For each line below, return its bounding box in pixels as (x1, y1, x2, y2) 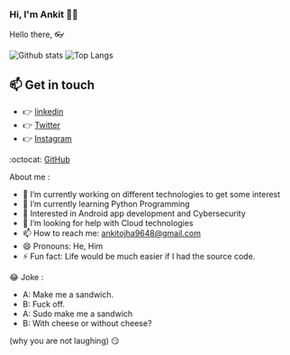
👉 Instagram (22, 133, 72, 144)
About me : (9, 171, 50, 183)
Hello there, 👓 (9, 29, 65, 40)
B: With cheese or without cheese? (22, 318, 152, 329)
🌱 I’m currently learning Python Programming (22, 198, 191, 210)
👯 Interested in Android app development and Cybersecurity (22, 208, 246, 219)
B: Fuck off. (22, 299, 66, 310)
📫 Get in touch (9, 77, 95, 93)
